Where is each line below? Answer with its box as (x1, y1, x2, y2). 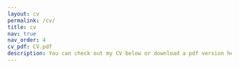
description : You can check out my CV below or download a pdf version (7, 50, 224, 57)
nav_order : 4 (7, 37, 46, 44)
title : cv (7, 23, 37, 30)
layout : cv (7, 10, 40, 18)
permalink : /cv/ (7, 17, 55, 24)
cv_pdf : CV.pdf (7, 43, 53, 50)
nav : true (7, 30, 37, 38)
